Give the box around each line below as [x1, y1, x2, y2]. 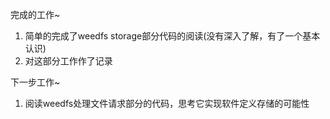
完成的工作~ [10, 9, 61, 20]
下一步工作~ [10, 76, 61, 88]
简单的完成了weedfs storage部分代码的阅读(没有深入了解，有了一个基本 [24, 30, 321, 42]
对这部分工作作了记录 [24, 55, 113, 67]
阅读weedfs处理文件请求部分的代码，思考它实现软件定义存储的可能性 [24, 98, 310, 109]
